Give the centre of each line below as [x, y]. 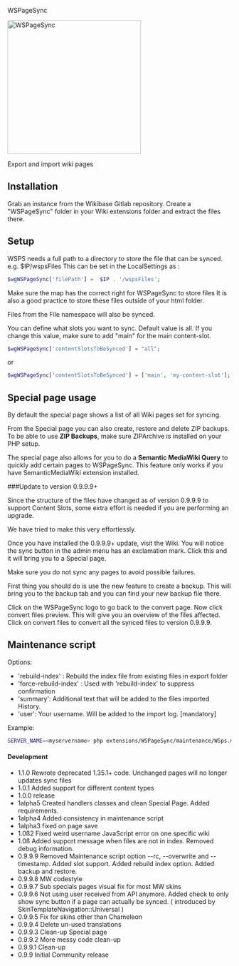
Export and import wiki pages [51, 164]
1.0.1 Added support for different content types [86, 788]
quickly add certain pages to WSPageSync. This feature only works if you [115, 465]
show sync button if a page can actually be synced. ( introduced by [116, 901]
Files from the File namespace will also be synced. [81, 314]
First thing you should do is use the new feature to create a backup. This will [119, 586]
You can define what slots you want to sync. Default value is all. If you [110, 328]
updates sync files [44, 780]
